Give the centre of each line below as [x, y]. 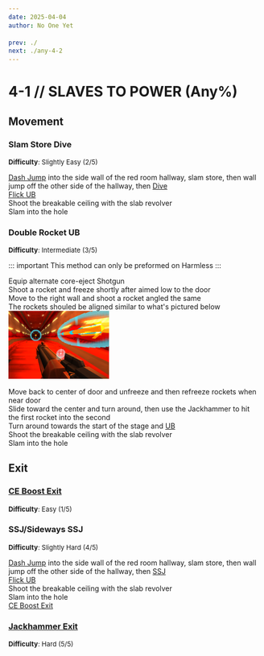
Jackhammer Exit [43, 626]
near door [25, 400]
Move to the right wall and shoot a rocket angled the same [105, 299]
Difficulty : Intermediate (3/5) [53, 250]
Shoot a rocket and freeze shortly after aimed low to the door [109, 290]
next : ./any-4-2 [35, 51]
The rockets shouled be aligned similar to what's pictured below [115, 307]
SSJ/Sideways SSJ [46, 530]
